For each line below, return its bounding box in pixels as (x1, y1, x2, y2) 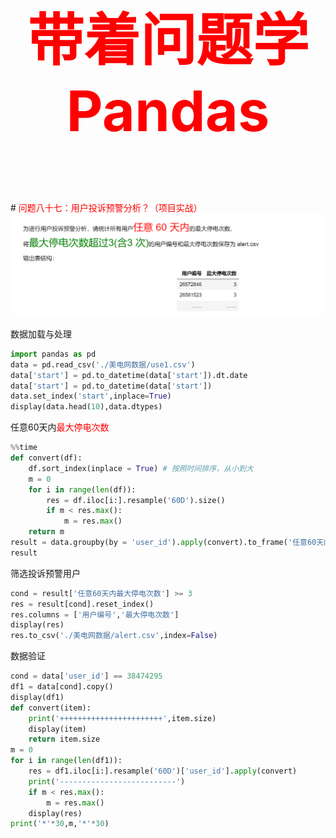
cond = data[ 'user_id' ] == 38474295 (10, 671, 163, 682)
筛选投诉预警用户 (10, 567, 81, 579)
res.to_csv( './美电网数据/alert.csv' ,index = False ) (10, 631, 218, 641)
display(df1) (10, 692, 65, 702)
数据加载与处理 (10, 328, 72, 340)
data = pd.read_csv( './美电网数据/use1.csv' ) (10, 359, 196, 370)
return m (28, 527, 65, 537)
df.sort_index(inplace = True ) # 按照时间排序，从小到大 (28, 463, 254, 473)
